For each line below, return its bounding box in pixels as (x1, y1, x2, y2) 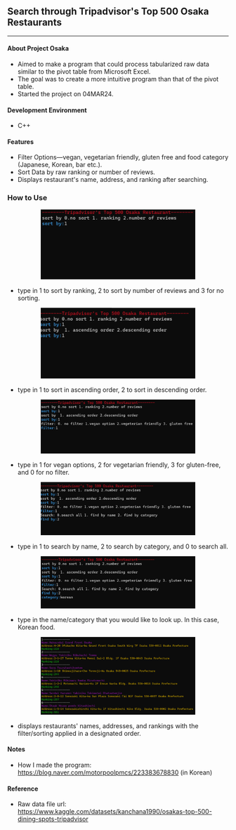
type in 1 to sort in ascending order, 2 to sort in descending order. (17, 386, 207, 394)
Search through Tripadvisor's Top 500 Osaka (7, 6, 209, 18)
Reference (7, 784, 39, 793)
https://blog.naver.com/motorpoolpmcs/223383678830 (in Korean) (17, 768, 213, 777)
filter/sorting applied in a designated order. (17, 729, 142, 737)
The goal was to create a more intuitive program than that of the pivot (17, 75, 219, 84)
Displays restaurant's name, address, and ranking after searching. (17, 176, 209, 184)
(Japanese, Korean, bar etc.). (17, 161, 103, 169)
